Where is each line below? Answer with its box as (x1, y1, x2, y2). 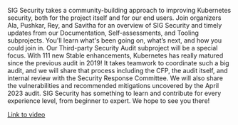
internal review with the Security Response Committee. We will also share (7, 74, 223, 82)
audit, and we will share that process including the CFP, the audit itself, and (7, 67, 228, 75)
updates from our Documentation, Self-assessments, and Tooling (7, 28, 200, 37)
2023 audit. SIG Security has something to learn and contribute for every (7, 89, 222, 97)
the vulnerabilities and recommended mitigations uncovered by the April (7, 82, 219, 89)
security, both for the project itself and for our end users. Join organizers (7, 13, 222, 22)
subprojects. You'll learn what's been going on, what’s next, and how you (7, 36, 222, 45)
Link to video (7, 110, 46, 119)
